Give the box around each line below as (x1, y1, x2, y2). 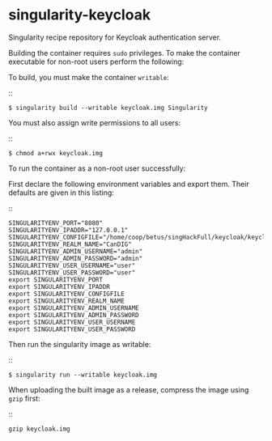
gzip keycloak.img (8, 425, 70, 433)
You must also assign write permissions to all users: (8, 117, 181, 127)
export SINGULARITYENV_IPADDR (8, 282, 111, 290)
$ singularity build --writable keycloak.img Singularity (8, 104, 208, 112)
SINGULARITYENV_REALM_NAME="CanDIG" (8, 240, 132, 248)
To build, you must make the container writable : (8, 72, 170, 82)
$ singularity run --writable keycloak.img (8, 371, 158, 379)
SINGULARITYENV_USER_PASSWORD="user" (8, 269, 136, 277)
